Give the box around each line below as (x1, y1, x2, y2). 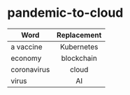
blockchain (61, 53, 98, 63)
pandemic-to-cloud (7, 5, 124, 21)
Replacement (57, 30, 102, 40)
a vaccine (10, 42, 43, 52)
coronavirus (10, 64, 50, 74)
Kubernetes (59, 42, 99, 52)
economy (10, 53, 42, 63)
